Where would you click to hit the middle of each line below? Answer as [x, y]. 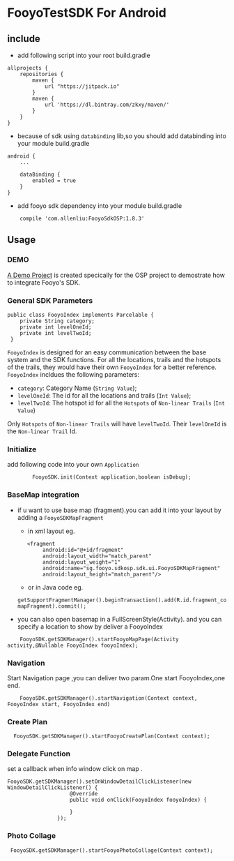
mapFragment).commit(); [52, 606]
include [24, 39]
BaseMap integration [44, 495]
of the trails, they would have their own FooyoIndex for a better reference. [112, 367]
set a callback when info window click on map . [75, 769]
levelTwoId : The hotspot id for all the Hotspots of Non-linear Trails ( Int [121, 403]
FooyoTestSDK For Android [87, 13]
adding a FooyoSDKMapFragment [60, 517]
